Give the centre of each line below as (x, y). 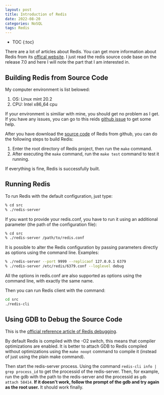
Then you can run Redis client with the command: (55, 290)
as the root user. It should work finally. (44, 387)
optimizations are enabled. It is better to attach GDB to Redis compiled (76, 346)
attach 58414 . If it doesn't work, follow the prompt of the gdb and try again (82, 382)
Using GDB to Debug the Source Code (64, 319)
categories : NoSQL (24, 23)
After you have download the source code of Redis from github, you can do (81, 134)
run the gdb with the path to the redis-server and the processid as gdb (76, 377)
